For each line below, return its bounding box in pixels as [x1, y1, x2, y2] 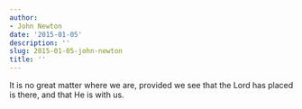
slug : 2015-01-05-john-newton [9, 47, 124, 56]
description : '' [9, 38, 70, 48]
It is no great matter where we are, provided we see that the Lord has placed [9, 80, 294, 90]
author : [9, 13, 39, 23]
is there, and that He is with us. [9, 89, 124, 100]
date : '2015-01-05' [9, 30, 83, 39]
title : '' [9, 55, 47, 64]
